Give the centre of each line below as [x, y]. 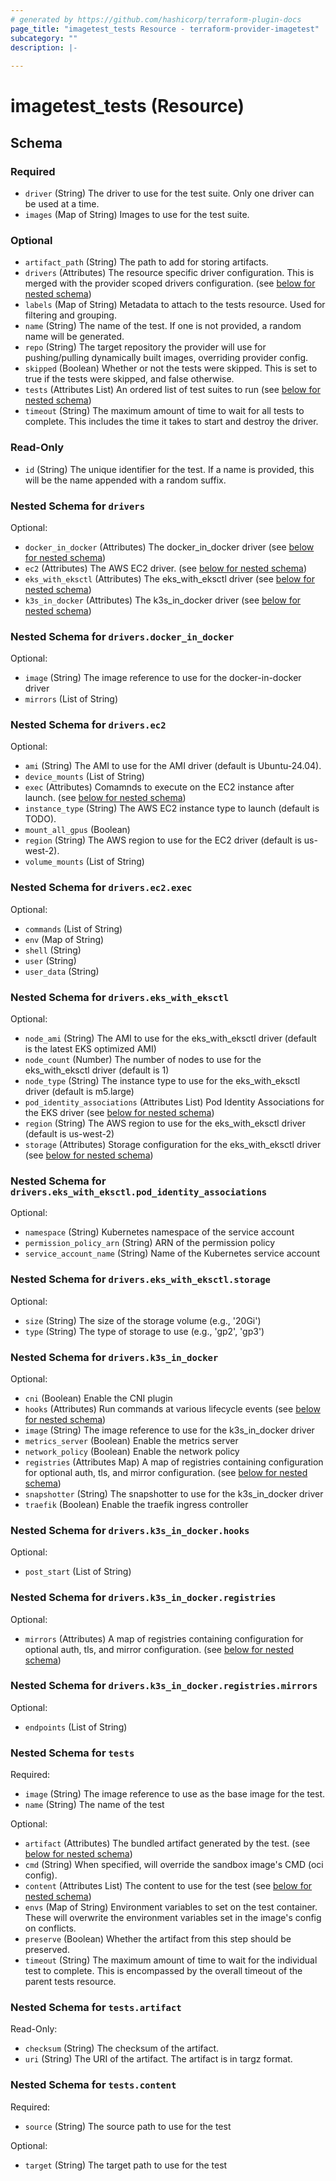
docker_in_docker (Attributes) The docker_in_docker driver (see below [169, 547]
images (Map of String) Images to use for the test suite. [137, 214]
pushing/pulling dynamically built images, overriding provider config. [166, 358]
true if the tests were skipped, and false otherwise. [129, 379]
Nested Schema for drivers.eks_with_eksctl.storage [140, 1279]
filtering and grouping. [70, 315]
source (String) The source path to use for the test [128, 2126]
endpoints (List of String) [76, 1727]
